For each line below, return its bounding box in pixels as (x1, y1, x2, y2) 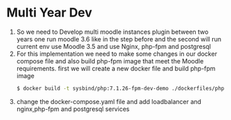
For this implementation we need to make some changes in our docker (16, 50, 217, 58)
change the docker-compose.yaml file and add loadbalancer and (16, 97, 202, 106)
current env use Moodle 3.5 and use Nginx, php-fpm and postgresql (16, 42, 212, 50)
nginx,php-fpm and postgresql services (16, 105, 130, 113)
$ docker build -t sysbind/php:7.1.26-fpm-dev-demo (16, 85, 169, 92)
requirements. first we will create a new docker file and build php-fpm (16, 64, 216, 72)
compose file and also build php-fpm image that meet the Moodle (16, 57, 204, 65)
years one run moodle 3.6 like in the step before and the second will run (16, 34, 222, 43)
